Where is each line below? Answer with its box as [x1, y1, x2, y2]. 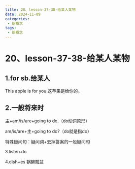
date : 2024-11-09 [5, 12, 41, 17]
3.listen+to [5, 148, 27, 154]
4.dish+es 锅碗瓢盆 [5, 159, 44, 165]
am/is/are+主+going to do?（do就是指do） [5, 128, 92, 134]
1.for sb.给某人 [5, 74, 50, 82]
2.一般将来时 [5, 104, 44, 112]
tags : [5, 26, 16, 31]
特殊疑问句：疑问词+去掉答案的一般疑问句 [5, 138, 90, 144]
